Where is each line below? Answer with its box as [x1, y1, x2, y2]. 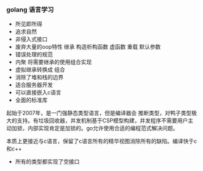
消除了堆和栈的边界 [15, 74, 64, 81]
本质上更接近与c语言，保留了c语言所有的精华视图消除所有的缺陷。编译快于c [6, 138, 197, 145]
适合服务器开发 [15, 81, 53, 89]
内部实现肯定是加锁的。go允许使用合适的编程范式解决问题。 [27, 125, 179, 132]
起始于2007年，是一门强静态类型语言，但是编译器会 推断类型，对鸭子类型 [6, 110, 192, 117]
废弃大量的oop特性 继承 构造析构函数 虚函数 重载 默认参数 [15, 43, 161, 51]
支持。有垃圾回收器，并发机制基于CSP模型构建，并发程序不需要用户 [16, 117, 188, 124]
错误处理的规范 [15, 51, 53, 58]
